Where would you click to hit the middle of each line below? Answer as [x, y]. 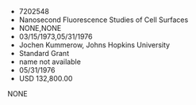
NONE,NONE [40, 28]
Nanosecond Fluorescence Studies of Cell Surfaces [104, 20]
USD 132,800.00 [46, 79]
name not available [50, 62]
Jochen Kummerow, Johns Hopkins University [94, 45]
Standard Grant [44, 53]
